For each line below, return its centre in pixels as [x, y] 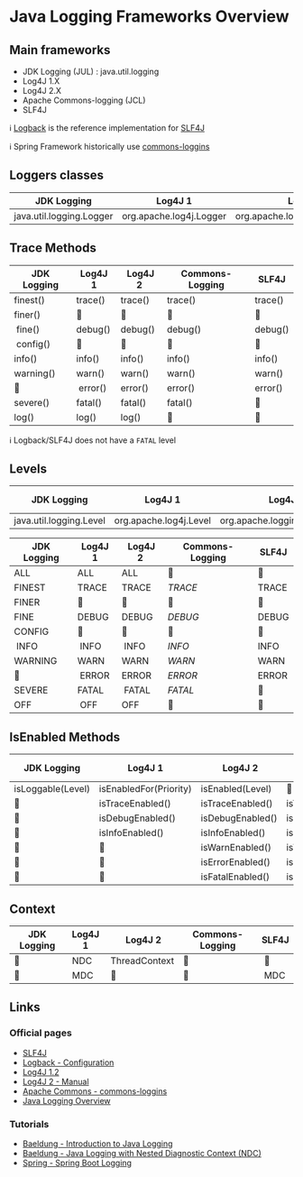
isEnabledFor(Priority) [145, 789]
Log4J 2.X [41, 91]
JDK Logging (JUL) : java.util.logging [91, 71]
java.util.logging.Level [60, 520]
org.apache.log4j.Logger [174, 216]
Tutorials [29, 1124]
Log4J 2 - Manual [55, 1081]
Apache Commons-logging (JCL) [84, 100]
